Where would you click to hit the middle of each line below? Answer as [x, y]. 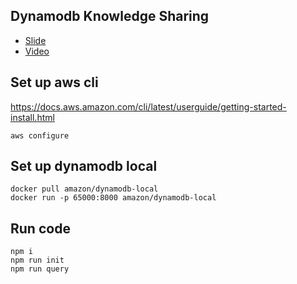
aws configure [40, 135]
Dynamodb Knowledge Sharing [110, 16]
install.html [32, 117]
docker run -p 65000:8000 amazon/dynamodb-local [113, 198]
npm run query [40, 269]
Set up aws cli [54, 82]
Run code [40, 228]
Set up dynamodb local [84, 166]
